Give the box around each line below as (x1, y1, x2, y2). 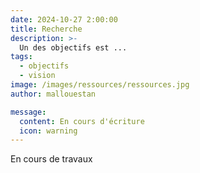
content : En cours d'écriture (19, 116, 145, 126)
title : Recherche (10, 24, 83, 34)
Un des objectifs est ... (19, 42, 128, 53)
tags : (10, 52, 33, 62)
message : (10, 107, 47, 117)
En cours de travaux (10, 153, 93, 165)
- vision (19, 71, 56, 81)
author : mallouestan (10, 89, 97, 99)
